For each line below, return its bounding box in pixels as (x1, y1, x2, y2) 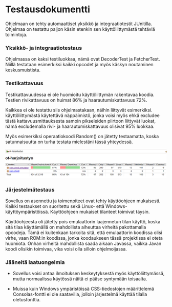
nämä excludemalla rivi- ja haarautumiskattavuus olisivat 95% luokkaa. (5, 123, 155, 129)
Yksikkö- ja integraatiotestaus (5, 44, 82, 51)
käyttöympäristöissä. (5, 208, 50, 215)
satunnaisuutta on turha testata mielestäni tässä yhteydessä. (5, 139, 133, 145)
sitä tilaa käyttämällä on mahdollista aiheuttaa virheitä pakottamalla (5, 224, 146, 230)
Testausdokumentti (5, 4, 91, 15)
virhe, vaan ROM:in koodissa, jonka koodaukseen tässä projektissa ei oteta (5, 235, 163, 241)
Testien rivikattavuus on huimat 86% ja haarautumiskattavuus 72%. (5, 97, 147, 103)
